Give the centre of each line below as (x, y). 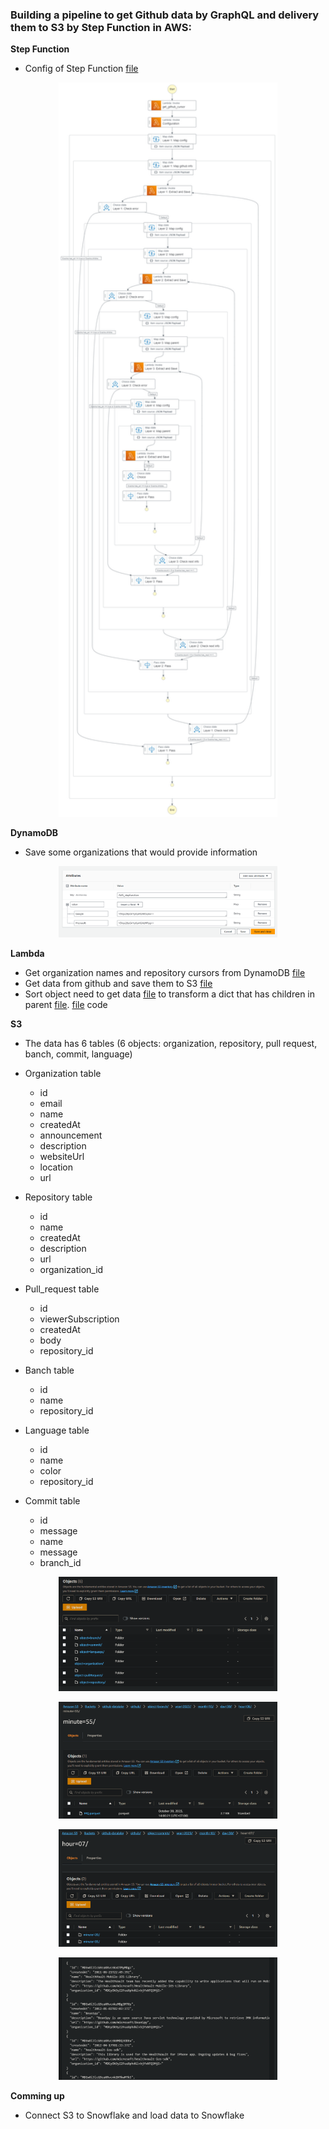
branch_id (60, 1562)
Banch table (49, 1370)
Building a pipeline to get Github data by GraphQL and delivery (165, 15)
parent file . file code (66, 1004)
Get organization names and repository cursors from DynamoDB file (165, 972)
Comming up (37, 2095)
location (56, 1167)
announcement (71, 1135)
